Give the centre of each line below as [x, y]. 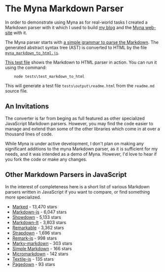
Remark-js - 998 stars [34, 238]
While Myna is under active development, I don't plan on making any [75, 143]
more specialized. [23, 197]
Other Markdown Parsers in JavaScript [66, 175]
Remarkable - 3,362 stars [38, 228]
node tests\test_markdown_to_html [49, 76]
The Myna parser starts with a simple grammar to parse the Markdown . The [82, 42]
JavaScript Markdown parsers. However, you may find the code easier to [79, 123]
